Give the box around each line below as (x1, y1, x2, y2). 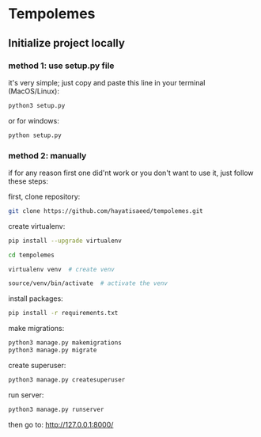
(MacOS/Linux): (8, 86, 59, 96)
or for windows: (8, 116, 59, 125)
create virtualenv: (8, 221, 66, 230)
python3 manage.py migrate (8, 346, 97, 355)
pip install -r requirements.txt (8, 310, 119, 317)
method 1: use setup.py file (8, 60, 115, 71)
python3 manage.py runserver (8, 405, 104, 413)
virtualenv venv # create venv (8, 265, 115, 273)
